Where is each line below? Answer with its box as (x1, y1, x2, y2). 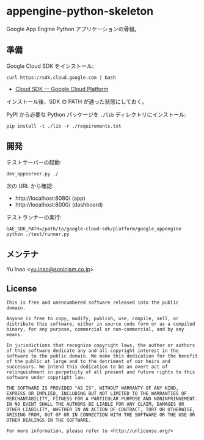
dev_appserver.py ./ (6, 170, 59, 177)
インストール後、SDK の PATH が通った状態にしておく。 (6, 98, 148, 105)
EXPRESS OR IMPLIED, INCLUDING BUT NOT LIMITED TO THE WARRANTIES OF (6, 391, 188, 397)
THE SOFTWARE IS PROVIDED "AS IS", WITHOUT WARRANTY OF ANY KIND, (6, 385, 179, 392)
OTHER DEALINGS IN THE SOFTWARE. (6, 417, 92, 424)
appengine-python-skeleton (6, 4, 154, 18)
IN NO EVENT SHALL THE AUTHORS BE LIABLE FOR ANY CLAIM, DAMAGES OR (6, 402, 184, 408)
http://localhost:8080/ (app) (15, 194, 86, 202)
